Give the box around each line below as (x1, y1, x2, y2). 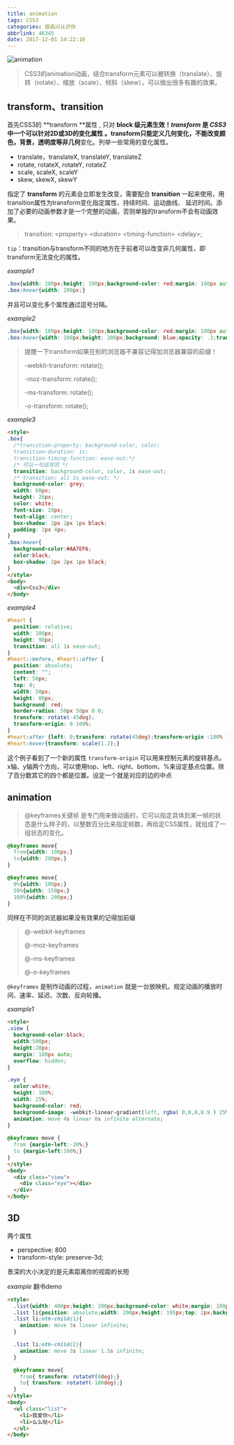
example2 (7, 314, 36, 323)
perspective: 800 (17, 1245, 67, 1254)
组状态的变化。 (24, 828, 68, 837)
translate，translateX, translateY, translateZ (17, 153, 142, 161)
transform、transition (7, 100, 104, 112)
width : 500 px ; (13, 1038, 52, 1045)
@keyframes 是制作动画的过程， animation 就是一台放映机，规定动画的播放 (7, 982, 217, 991)
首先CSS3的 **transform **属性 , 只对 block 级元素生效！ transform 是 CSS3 (7, 120, 226, 129)
